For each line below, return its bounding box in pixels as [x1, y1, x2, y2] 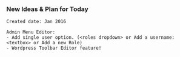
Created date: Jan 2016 [6, 19, 67, 25]
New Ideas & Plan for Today [6, 5, 89, 13]
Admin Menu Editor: [6, 29, 56, 35]
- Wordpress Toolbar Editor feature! [6, 45, 102, 52]
